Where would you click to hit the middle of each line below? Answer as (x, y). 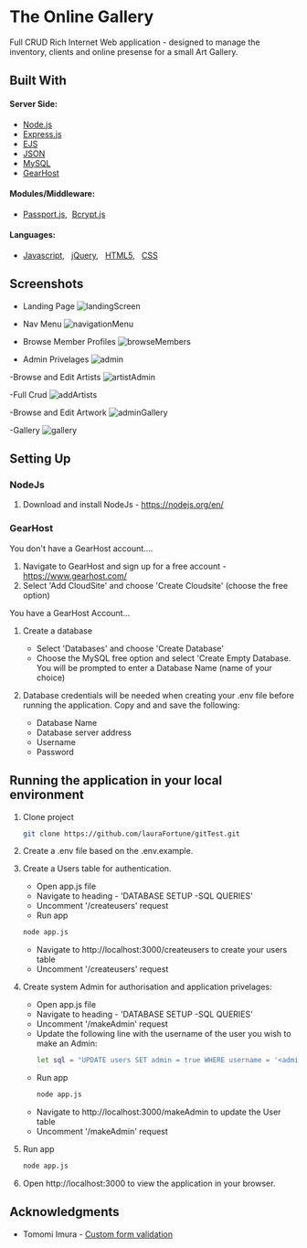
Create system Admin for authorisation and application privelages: (147, 987)
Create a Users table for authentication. (97, 869)
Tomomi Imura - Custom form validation (98, 1234)
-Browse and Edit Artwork (58, 412)
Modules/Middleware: (53, 194)
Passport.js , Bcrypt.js (64, 214)
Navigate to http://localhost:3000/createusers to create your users (162, 950)
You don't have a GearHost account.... (81, 548)
